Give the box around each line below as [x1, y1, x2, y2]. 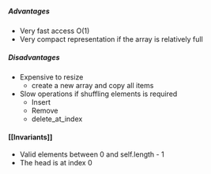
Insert [31, 97, 51, 106]
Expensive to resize [19, 72, 84, 82]
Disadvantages [8, 52, 61, 62]
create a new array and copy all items [31, 80, 154, 90]
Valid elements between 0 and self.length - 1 [19, 150, 164, 159]
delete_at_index [31, 114, 83, 124]
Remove [31, 106, 58, 115]
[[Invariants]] [8, 132, 53, 142]
